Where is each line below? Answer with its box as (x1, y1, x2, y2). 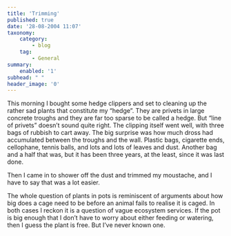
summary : (7, 61, 32, 68)
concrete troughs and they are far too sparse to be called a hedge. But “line (7, 114, 222, 122)
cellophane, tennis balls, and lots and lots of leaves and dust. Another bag (7, 143, 217, 151)
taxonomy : (7, 29, 36, 36)
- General (32, 55, 60, 62)
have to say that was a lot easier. (7, 178, 100, 186)
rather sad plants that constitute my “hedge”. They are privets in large (7, 107, 205, 115)
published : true (7, 17, 54, 23)
